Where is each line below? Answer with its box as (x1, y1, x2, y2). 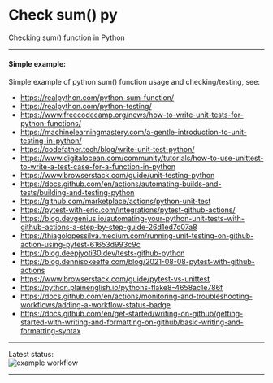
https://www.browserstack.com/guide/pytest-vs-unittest (19, 274, 210, 284)
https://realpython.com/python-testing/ (19, 102, 152, 111)
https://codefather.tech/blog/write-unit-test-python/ (19, 145, 195, 155)
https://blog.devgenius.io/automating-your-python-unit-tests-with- (19, 214, 245, 224)
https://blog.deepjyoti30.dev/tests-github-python (19, 248, 185, 258)
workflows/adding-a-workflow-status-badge (19, 300, 171, 310)
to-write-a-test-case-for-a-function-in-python (19, 162, 176, 172)
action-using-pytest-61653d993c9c (19, 240, 141, 250)
